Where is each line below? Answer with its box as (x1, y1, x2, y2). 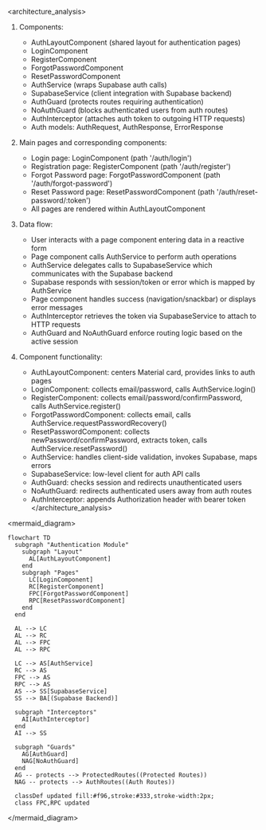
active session (30, 336, 79, 346)
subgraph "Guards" (14, 743, 76, 751)
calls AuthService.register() (30, 402, 121, 411)
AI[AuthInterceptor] (22, 715, 90, 723)
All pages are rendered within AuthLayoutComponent (30, 204, 206, 214)
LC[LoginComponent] (28, 576, 93, 584)
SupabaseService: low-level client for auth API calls (30, 470, 201, 478)
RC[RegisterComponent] (28, 583, 104, 591)
